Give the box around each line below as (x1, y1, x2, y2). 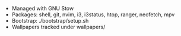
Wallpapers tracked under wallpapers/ (11, 23, 106, 30)
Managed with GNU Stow (11, 5, 74, 12)
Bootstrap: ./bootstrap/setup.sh (11, 17, 89, 24)
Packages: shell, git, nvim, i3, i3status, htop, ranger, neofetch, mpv (11, 11, 175, 18)
